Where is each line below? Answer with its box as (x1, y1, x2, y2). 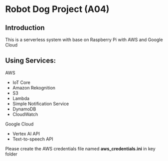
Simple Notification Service (12, 100, 69, 106)
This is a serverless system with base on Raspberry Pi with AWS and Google (5, 36, 163, 42)
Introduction (5, 23, 45, 32)
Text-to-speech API (12, 136, 54, 142)
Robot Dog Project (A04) (5, 3, 110, 15)
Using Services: (5, 56, 56, 65)
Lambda (12, 95, 30, 101)
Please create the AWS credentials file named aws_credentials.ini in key (5, 145, 155, 151)
